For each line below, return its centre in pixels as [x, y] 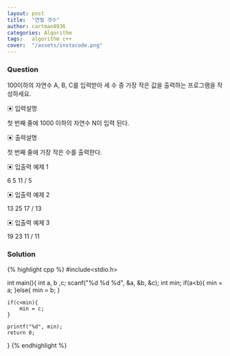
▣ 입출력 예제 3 [28, 223]
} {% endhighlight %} [37, 345]
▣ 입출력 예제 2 [28, 195]
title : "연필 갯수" [34, 20]
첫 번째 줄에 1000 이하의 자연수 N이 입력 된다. [68, 123]
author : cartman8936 [37, 26]
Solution [22, 254]
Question [23, 69]
